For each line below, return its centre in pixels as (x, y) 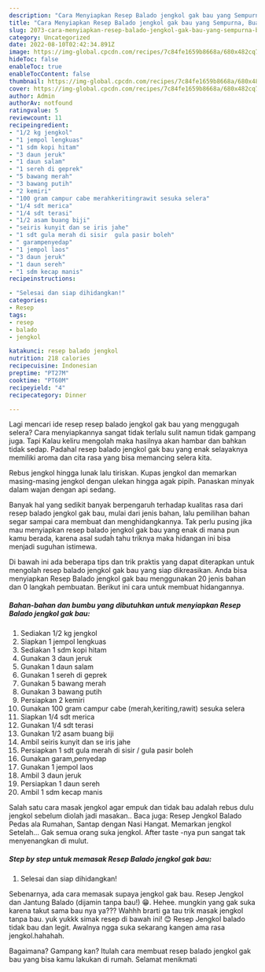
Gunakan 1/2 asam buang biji (67, 734)
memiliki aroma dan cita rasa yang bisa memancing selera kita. (110, 458)
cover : (20, 89)
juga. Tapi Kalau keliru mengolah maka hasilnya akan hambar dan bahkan (128, 441)
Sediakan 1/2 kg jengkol (59, 634)
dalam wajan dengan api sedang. (63, 490)
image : (20, 52)
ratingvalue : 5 (34, 111)
